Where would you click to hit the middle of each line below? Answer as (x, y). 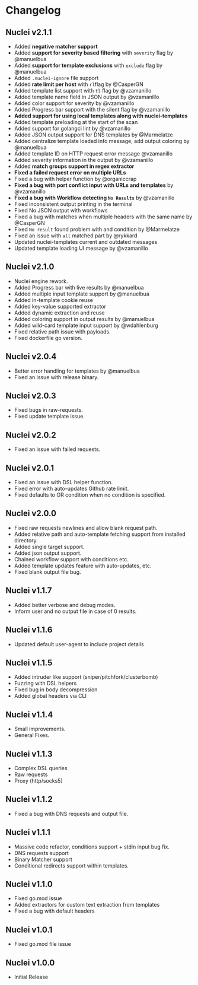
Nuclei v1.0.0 (30, 963)
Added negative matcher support (56, 46)
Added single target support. (49, 546)
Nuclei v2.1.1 (29, 32)
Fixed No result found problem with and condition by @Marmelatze (97, 229)
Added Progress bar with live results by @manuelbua (79, 287)
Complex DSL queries (41, 768)
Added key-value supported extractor (60, 306)
